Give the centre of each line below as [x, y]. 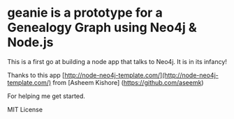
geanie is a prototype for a [85, 13]
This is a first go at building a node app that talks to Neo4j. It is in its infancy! [117, 61]
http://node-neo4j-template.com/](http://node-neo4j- [141, 75]
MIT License [25, 109]
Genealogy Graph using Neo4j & [102, 27]
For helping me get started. [46, 96]
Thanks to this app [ [36, 75]
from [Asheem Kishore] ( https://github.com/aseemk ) [128, 82]
